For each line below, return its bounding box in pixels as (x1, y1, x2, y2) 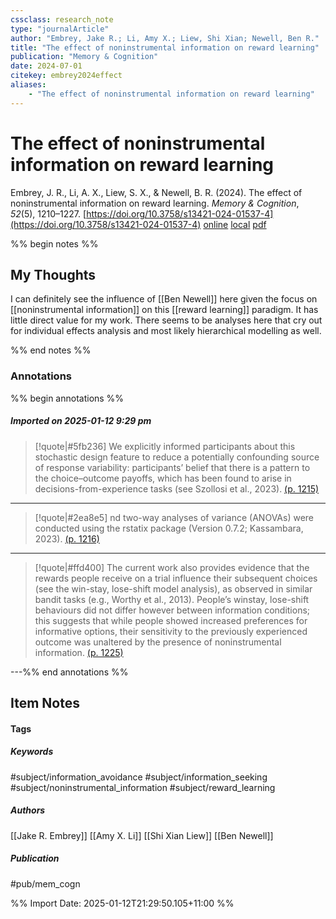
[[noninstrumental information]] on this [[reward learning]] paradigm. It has (10, 304, 319, 316)
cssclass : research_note (10, 14, 114, 25)
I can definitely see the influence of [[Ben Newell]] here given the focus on (10, 293, 318, 305)
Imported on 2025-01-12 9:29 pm (10, 415, 152, 427)
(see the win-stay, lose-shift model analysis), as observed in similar (34, 582, 313, 595)
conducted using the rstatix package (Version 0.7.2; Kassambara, (34, 522, 304, 534)
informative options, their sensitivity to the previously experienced (34, 625, 308, 637)
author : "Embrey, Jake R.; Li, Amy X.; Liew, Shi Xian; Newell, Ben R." (10, 33, 320, 43)
